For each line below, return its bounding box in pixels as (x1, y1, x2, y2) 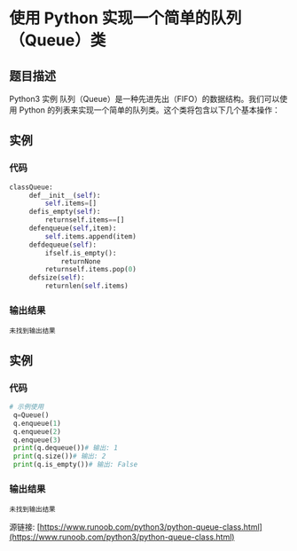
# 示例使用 (9, 403, 44, 412)
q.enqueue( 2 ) (12, 427, 62, 436)
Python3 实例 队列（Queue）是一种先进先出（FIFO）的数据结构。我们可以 (9, 94, 280, 104)
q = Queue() (12, 410, 50, 420)
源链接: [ (9, 522, 41, 532)
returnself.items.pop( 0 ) (44, 265, 137, 274)
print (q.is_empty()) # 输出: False (12, 460, 138, 469)
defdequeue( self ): (28, 240, 98, 249)
